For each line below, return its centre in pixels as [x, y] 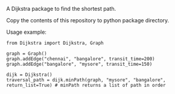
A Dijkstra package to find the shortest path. [61, 9]
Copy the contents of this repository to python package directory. [88, 20]
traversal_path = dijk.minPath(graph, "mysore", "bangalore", [86, 80]
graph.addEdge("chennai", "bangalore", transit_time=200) [81, 59]
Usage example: [27, 32]
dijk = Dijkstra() [29, 75]
